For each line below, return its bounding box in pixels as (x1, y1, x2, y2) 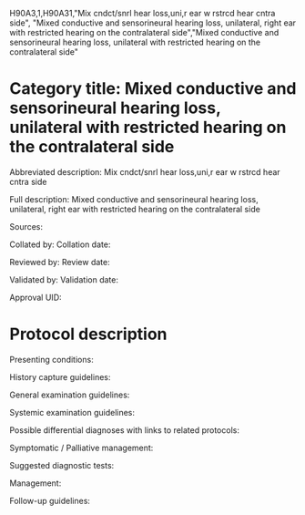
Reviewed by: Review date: (9, 256, 111, 267)
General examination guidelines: (9, 389, 130, 400)
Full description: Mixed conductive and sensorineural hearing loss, (9, 193, 259, 204)
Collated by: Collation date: (9, 239, 111, 250)
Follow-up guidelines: (9, 495, 91, 506)
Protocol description (9, 324, 168, 345)
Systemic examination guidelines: (9, 407, 135, 417)
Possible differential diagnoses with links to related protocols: (9, 424, 239, 436)
